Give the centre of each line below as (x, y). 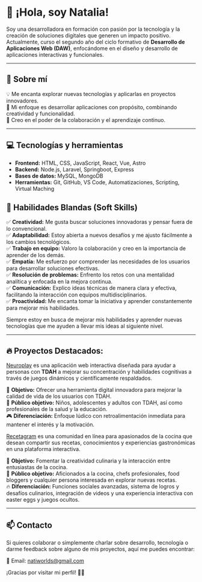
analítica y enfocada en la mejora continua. (60, 282)
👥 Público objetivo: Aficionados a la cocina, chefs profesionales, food (93, 474)
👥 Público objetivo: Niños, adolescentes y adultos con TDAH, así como (94, 403)
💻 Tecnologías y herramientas (65, 145)
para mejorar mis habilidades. (43, 308)
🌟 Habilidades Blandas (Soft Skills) (72, 207)
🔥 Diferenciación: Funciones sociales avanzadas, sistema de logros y (93, 487)
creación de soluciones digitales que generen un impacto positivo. (88, 35)
